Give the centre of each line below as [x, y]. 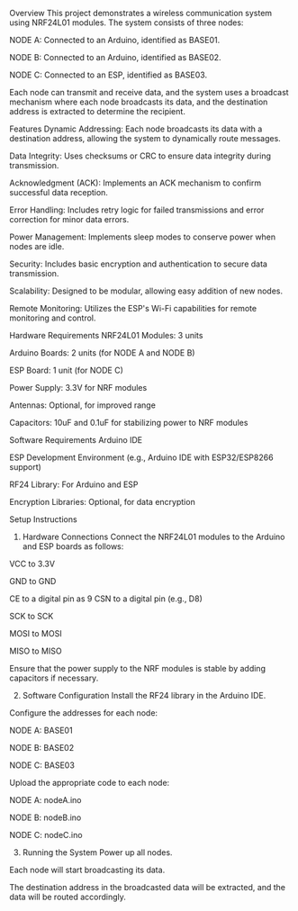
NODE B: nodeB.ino [45, 817]
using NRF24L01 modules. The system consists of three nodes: [126, 23]
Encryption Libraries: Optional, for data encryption [102, 502]
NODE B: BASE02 [42, 748]
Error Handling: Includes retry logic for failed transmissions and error [137, 210]
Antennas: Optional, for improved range [82, 405]
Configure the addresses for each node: [84, 713]
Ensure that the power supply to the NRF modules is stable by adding [137, 668]
